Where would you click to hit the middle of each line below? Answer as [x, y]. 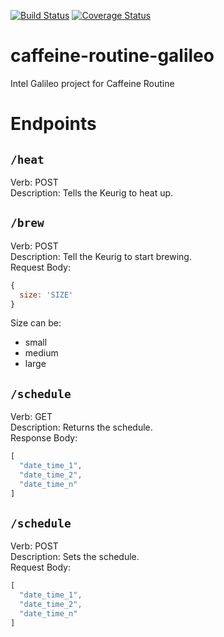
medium [41, 353]
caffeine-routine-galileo [112, 56]
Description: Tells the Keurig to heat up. [92, 192]
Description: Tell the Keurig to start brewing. [101, 256]
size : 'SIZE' [46, 295]
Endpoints [53, 124]
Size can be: [36, 323]
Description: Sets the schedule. [75, 557]
